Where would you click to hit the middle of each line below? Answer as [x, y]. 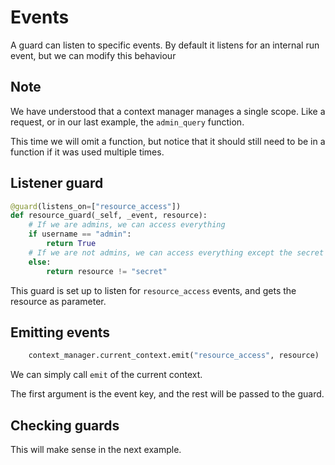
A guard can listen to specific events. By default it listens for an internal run [165, 45]
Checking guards [65, 425]
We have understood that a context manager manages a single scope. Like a [168, 111]
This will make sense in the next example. [96, 450]
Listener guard [57, 183]
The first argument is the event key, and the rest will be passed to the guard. [167, 394]
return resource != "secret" [107, 271]
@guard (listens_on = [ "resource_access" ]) [96, 206]
